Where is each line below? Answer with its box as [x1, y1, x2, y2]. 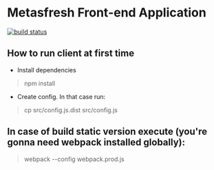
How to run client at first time [7, 47, 135, 59]
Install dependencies [17, 65, 77, 74]
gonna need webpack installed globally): [7, 136, 186, 149]
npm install [23, 79, 56, 87]
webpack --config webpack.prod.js [23, 155, 125, 163]
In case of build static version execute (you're [7, 126, 208, 138]
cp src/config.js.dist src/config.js [23, 105, 118, 114]
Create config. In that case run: [17, 92, 106, 100]
